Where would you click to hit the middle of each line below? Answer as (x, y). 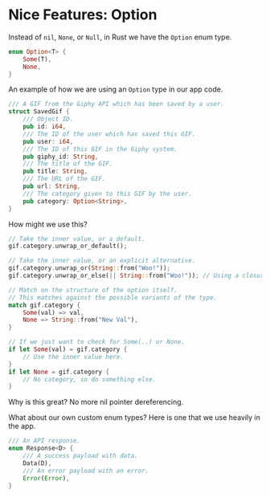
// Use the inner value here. (74, 356)
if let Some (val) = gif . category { (68, 350)
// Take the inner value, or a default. (77, 238)
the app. (22, 426)
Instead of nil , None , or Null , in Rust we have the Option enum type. (120, 37)
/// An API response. (45, 441)
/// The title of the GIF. (68, 164)
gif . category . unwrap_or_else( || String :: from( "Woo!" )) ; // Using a (124, 276)
